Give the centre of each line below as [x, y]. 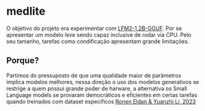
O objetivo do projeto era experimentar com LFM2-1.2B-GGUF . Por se [94, 28]
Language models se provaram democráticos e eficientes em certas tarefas [102, 95]
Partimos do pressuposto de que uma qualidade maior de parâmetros [94, 75]
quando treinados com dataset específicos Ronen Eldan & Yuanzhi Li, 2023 [101, 101]
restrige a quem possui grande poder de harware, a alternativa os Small [97, 88]
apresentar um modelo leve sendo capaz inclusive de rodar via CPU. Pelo [99, 34]
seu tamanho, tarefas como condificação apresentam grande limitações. [98, 41]
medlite [26, 11]
